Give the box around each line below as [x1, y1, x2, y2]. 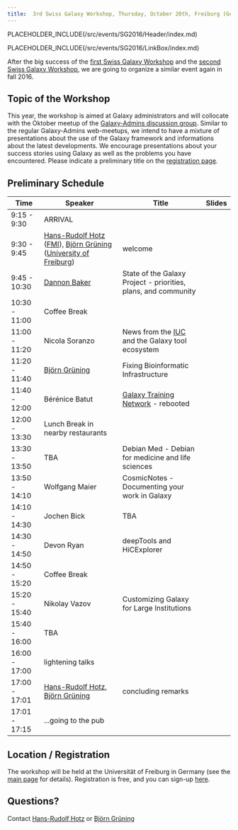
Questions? [7, 795, 59, 807]
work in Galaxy [122, 491, 172, 501]
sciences [122, 462, 152, 472]
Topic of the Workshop [7, 93, 110, 105]
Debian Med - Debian [122, 444, 195, 454]
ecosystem [122, 345, 159, 355]
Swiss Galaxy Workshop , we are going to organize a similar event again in [7, 64, 222, 73]
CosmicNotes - [122, 473, 174, 483]
